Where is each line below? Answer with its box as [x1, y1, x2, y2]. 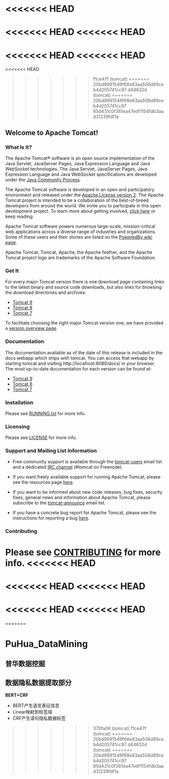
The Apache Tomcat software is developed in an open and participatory [5, 187, 155, 193]
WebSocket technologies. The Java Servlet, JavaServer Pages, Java [5, 166, 148, 172]
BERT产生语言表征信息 [12, 702, 60, 709]
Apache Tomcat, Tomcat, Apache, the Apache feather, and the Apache [5, 249, 152, 255]
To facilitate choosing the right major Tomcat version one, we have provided [5, 320, 163, 326]
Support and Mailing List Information [5, 447, 97, 454]
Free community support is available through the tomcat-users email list [12, 459, 162, 465]
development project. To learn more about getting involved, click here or [5, 208, 155, 214]
